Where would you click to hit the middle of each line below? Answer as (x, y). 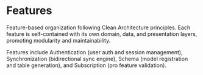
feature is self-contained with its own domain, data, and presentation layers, (102, 34)
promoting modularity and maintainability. (59, 40)
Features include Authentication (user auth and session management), (94, 52)
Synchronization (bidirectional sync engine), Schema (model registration (97, 59)
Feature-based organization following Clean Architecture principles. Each (98, 27)
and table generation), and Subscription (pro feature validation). (86, 65)
